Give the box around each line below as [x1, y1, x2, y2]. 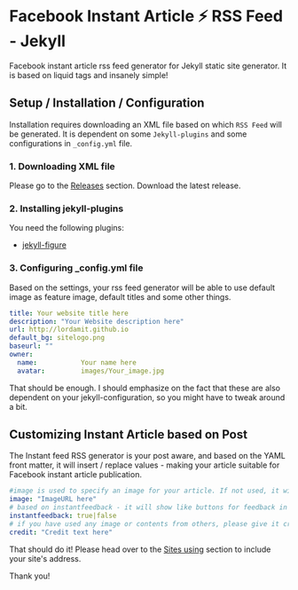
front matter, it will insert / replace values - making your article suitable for [9, 460, 280, 470]
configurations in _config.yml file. [9, 138, 133, 148]
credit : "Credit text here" [9, 528, 114, 537]
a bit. [9, 401, 28, 412]
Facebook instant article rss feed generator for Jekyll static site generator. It [9, 60, 287, 71]
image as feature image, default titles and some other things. [9, 291, 231, 302]
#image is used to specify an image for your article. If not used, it [9, 486, 279, 496]
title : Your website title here [9, 309, 129, 318]
